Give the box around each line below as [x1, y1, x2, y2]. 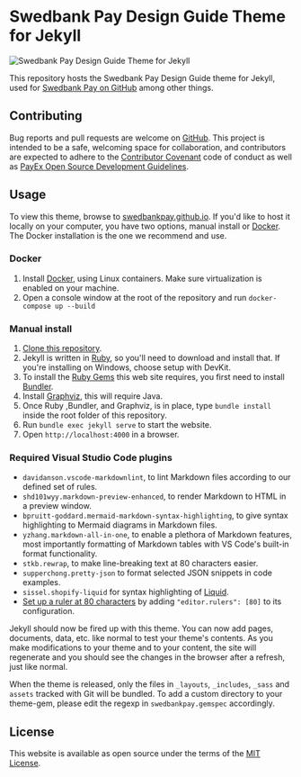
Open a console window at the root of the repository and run [22, 292, 247, 303]
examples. [22, 577, 61, 588]
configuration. [22, 606, 75, 617]
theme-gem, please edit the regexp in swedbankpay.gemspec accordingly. [9, 698, 276, 709]
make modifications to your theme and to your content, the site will [9, 642, 257, 654]
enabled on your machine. [22, 282, 120, 294]
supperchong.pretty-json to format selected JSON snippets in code [22, 567, 272, 578]
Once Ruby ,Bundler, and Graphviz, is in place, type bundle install [22, 401, 272, 411]
